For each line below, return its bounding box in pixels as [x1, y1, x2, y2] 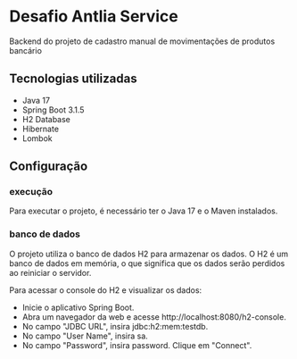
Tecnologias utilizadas [9, 71, 137, 87]
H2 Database [21, 113, 71, 124]
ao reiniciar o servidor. [9, 267, 92, 278]
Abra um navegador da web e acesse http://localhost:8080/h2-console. [21, 311, 287, 322]
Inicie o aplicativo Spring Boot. [21, 302, 135, 313]
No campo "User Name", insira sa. [21, 330, 149, 341]
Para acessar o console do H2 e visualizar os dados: [9, 284, 202, 296]
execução [9, 186, 54, 198]
